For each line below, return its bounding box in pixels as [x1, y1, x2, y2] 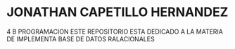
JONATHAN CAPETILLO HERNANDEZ [6, 4, 229, 20]
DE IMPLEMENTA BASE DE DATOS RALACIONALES [6, 34, 155, 43]
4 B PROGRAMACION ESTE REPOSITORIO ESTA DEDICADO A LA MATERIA [6, 27, 223, 36]
